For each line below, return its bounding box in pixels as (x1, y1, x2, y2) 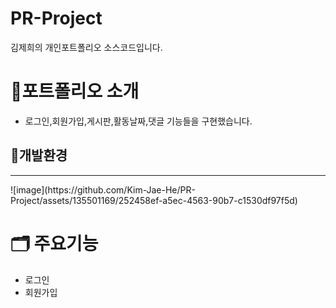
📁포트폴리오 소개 (10, 80, 140, 103)
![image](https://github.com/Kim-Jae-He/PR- (10, 183, 196, 196)
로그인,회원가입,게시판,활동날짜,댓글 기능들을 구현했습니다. (24, 115, 253, 127)
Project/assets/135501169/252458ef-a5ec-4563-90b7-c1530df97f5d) (10, 194, 298, 206)
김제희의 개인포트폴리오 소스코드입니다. (10, 41, 163, 53)
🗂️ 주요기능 (10, 232, 99, 255)
